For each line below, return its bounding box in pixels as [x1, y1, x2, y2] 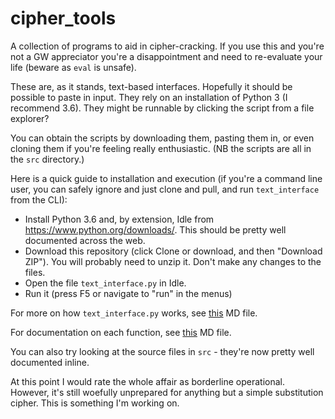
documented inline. [10, 356, 90, 368]
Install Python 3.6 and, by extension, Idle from [24, 213, 215, 225]
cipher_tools [10, 7, 117, 30]
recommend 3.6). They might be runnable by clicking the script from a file [10, 102, 315, 114]
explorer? [10, 112, 50, 124]
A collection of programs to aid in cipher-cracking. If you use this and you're [10, 40, 325, 52]
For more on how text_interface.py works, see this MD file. [10, 307, 258, 319]
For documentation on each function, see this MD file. [10, 326, 232, 338]
